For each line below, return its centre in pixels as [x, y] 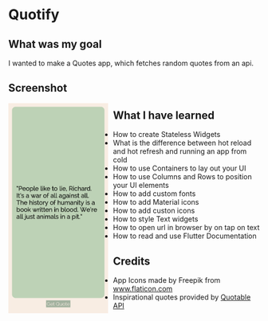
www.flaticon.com [143, 289]
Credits [132, 261]
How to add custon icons [154, 211]
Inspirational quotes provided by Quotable [182, 297]
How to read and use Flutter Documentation [185, 236]
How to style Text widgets [156, 219]
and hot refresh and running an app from [180, 151]
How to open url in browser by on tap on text [186, 228]
